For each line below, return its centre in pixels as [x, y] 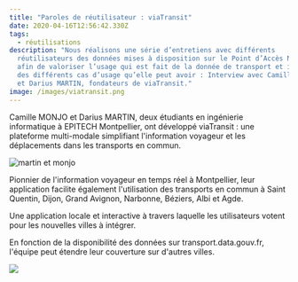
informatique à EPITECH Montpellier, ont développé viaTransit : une [132, 126]
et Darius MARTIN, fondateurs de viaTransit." [105, 83]
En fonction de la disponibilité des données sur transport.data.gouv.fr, [137, 242]
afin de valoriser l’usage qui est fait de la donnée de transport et [150, 67]
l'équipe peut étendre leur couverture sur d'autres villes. [112, 251]
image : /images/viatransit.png [67, 91]
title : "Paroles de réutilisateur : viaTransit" [101, 17]
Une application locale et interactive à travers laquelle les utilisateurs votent [147, 215]
